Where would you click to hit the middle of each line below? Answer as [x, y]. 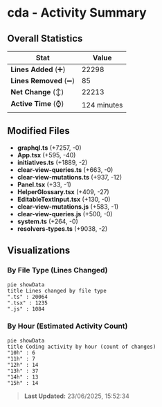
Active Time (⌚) [37, 104]
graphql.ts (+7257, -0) [49, 148]
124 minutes [102, 105]
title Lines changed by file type [57, 291]
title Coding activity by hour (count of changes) [82, 347]
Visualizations [39, 251]
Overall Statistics [45, 38]
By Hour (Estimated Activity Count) [67, 326]
